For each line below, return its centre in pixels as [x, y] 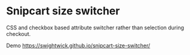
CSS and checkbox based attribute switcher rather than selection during [95, 27]
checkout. [19, 33]
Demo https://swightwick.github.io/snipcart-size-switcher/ [78, 45]
